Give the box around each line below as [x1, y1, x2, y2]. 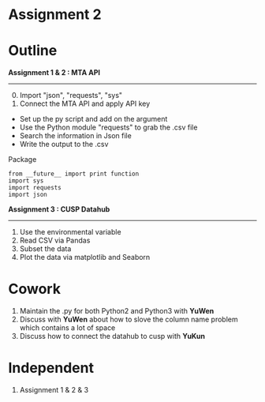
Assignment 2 [8, 6, 102, 24]
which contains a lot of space [19, 323, 116, 332]
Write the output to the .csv [19, 140, 109, 149]
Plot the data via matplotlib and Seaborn [19, 253, 151, 262]
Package [8, 155, 37, 164]
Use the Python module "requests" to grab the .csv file [19, 122, 198, 132]
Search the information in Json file [19, 131, 132, 141]
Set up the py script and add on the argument [19, 115, 168, 124]
